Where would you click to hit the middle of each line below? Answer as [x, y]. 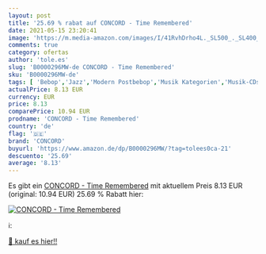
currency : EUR [32, 97]
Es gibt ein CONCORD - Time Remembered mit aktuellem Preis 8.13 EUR [125, 186]
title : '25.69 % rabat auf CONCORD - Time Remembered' [101, 23]
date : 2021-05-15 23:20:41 [53, 30]
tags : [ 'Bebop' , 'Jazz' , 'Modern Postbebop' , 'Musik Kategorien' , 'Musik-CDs [134, 82]
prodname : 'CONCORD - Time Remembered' [74, 119]
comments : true [33, 45]
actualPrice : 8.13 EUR [46, 89]
